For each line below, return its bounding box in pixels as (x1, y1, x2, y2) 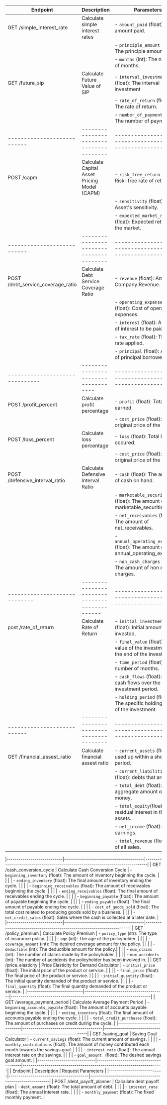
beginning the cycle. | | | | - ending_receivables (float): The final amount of (5, 888, 158, 894)
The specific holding (114, 700, 163, 706)
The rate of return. (114, 103, 158, 110)
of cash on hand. (114, 477, 154, 484)
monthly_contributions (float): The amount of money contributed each (5, 1041, 150, 1047)
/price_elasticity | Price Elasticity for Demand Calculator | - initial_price (5, 962, 155, 968)
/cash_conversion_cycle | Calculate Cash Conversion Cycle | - (5, 867, 133, 873)
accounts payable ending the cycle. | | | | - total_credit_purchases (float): (5, 1015, 157, 1021)
